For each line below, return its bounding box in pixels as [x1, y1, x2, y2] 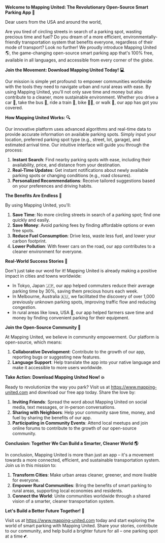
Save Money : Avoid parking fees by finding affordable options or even [12, 222, 155, 228]
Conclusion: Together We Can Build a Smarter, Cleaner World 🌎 [5, 441, 139, 446]
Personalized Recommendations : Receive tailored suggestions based [12, 178, 155, 184]
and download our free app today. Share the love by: [29, 390, 136, 395]
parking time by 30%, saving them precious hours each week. [12, 288, 139, 294]
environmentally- [123, 34, 158, 40]
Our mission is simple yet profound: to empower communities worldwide [5, 79, 152, 84]
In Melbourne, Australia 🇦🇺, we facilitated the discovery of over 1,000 [12, 294, 155, 299]
